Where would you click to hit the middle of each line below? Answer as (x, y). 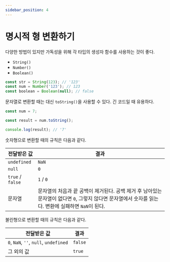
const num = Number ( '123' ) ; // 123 (43, 87)
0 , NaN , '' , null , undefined (38, 242)
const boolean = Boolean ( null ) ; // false (50, 91)
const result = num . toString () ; (39, 121)
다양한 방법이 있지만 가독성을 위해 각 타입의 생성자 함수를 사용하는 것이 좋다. (80, 52)
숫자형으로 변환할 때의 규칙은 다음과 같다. (46, 140)
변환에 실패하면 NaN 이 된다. (75, 206)
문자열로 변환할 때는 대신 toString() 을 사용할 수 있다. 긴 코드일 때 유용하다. (80, 102)
